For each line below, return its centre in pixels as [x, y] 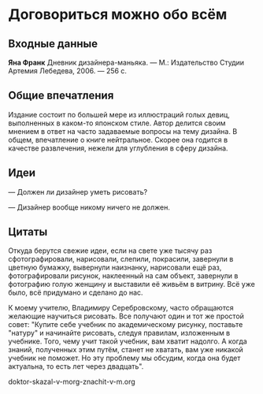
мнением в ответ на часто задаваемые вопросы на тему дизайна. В [123, 131]
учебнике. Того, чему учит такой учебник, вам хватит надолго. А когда [128, 341]
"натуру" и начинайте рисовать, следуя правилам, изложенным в [119, 333]
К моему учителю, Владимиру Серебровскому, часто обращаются [121, 308]
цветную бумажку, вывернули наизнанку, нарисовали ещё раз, [115, 268]
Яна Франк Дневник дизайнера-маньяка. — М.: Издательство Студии [126, 62]
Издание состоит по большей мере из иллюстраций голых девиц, [119, 114]
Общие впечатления [61, 96]
